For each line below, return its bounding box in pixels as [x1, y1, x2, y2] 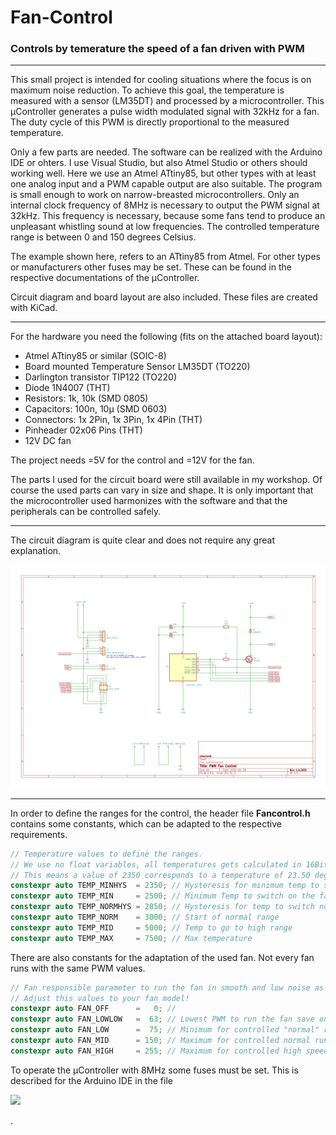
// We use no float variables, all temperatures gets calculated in [10, 859, 302, 870]
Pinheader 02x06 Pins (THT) [24, 424, 143, 436]
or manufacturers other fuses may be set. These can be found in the [10, 261, 292, 273]
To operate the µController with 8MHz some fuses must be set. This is [10, 1064, 299, 1076]
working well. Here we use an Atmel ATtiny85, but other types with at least [10, 167, 317, 180]
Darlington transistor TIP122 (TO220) [24, 371, 178, 383]
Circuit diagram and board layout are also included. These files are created [10, 291, 318, 303]
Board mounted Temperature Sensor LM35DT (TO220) [24, 361, 251, 373]
